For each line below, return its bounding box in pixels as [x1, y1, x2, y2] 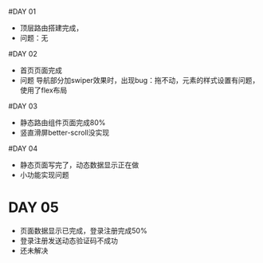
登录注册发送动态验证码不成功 [19, 235, 118, 245]
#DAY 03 [8, 101, 38, 111]
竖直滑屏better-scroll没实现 [19, 128, 110, 137]
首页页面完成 [19, 65, 62, 75]
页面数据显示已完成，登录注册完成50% [19, 226, 147, 235]
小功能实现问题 [19, 171, 69, 179]
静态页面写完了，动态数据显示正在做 [19, 160, 139, 170]
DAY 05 [8, 198, 60, 217]
